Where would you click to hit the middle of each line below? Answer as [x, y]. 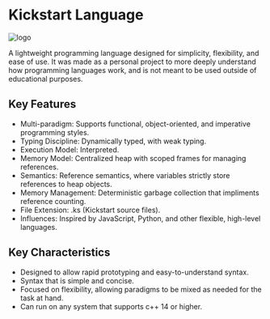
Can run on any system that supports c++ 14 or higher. [111, 306]
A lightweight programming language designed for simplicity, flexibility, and [134, 53]
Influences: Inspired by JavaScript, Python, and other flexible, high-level [140, 218]
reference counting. [53, 201]
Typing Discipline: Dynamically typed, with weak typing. [113, 141]
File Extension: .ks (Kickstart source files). [90, 210]
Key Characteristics [59, 253]
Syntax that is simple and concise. [77, 280]
